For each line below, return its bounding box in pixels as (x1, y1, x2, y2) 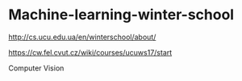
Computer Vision (8, 63, 65, 73)
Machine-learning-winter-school (8, 6, 235, 24)
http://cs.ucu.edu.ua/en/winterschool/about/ (8, 32, 156, 42)
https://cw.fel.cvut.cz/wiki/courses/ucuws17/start (8, 47, 173, 57)
